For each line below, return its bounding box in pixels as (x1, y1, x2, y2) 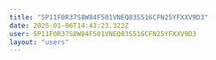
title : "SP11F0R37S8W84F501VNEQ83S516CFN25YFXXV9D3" (9, 12, 209, 22)
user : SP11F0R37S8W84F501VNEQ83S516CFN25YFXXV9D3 (9, 29, 197, 38)
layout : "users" (9, 37, 69, 47)
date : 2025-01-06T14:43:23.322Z (9, 21, 129, 30)
